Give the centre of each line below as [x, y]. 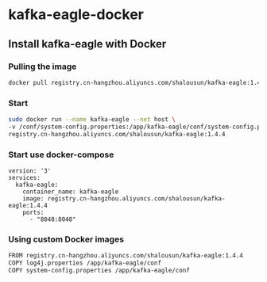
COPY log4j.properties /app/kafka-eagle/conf [85, 263]
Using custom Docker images [66, 239]
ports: [33, 212]
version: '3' [30, 171]
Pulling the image [43, 67]
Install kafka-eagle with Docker [87, 44]
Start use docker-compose [61, 154]
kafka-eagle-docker [76, 15]
